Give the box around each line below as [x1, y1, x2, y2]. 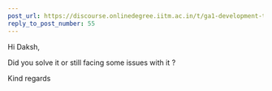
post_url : [7, 11, 41, 20]
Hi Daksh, [7, 41, 41, 51]
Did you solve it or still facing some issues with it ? [7, 58, 176, 67]
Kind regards [7, 73, 51, 83]
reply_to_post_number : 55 [7, 19, 95, 28]
